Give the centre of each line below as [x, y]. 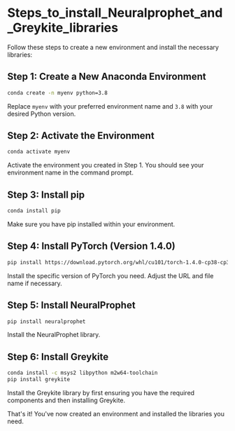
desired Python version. [42, 114]
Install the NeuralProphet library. [54, 335]
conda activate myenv [39, 152]
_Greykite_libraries [63, 28]
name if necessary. [35, 283]
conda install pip [34, 211]
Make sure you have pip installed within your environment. [91, 224]
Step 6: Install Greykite [58, 356]
